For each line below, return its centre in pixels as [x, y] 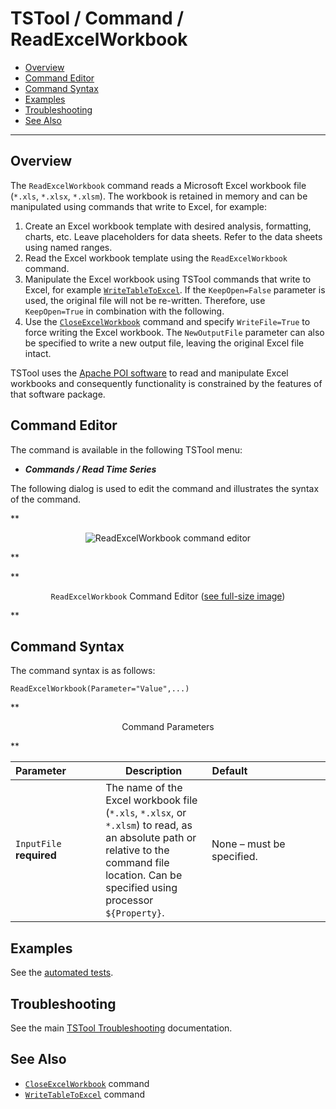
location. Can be [144, 875]
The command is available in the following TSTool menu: [126, 449]
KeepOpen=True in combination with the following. [124, 311]
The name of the [144, 788]
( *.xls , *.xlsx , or [146, 813]
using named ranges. [68, 247]
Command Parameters [168, 727]
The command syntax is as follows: [83, 671]
